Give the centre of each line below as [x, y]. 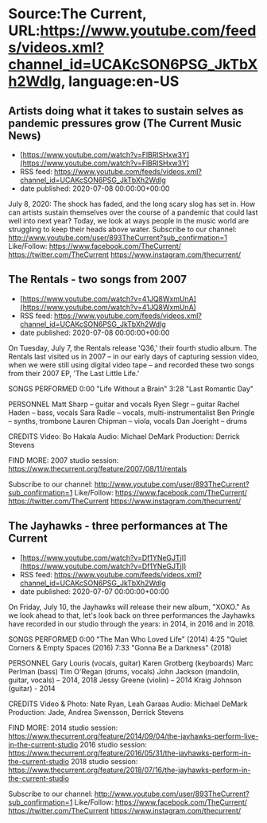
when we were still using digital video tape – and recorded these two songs [132, 365]
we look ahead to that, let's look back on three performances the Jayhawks [132, 615]
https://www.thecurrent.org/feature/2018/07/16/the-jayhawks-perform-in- [130, 770]
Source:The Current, [77, 14]
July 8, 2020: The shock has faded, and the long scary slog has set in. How [132, 204]
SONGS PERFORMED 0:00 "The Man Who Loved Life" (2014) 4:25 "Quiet [128, 639]
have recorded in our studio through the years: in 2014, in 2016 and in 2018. [132, 623]
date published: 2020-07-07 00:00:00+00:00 [94, 591]
